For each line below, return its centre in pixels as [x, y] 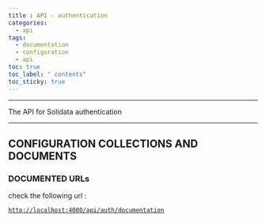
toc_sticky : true [37, 81]
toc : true [25, 67]
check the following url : [47, 196]
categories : [28, 23]
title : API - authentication [58, 15]
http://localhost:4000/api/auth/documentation [86, 210]
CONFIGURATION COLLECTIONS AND [103, 143]
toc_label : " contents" [47, 74]
